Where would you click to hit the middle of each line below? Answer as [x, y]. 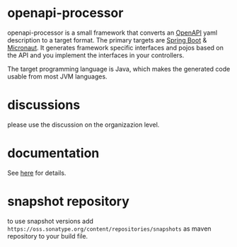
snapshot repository [68, 201]
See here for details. [37, 173]
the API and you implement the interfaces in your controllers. [96, 55]
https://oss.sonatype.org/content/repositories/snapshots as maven [109, 229]
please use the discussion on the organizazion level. [83, 125]
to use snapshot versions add [51, 221]
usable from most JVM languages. [57, 76]
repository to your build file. [48, 236]
